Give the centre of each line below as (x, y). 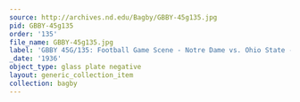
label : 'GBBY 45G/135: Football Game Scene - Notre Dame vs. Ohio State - (151, 51)
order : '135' (33, 34)
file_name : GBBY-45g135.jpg (62, 42)
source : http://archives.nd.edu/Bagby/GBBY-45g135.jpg (113, 17)
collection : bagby (43, 83)
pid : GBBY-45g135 (42, 26)
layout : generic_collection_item (71, 75)
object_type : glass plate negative (75, 67)
